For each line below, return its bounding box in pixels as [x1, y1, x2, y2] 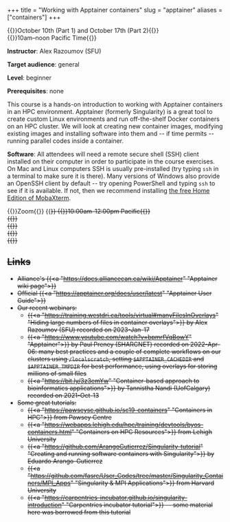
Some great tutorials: [16, 398, 77, 407]
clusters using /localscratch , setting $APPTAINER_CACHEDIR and [27, 354, 205, 363]
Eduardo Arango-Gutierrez [27, 457, 103, 465]
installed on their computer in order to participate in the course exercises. [7, 157, 215, 166]
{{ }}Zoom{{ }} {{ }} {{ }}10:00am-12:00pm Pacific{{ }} [7, 207, 151, 215]
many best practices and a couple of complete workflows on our [38, 347, 221, 356]
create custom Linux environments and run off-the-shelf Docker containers [7, 115, 220, 123]
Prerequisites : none [7, 87, 64, 95]
